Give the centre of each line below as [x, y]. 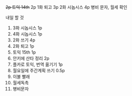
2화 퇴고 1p [23, 46]
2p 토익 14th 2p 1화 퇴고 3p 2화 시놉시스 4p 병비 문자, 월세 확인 [66, 7]
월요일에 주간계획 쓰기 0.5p [39, 70]
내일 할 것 [15, 18]
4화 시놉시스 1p [27, 34]
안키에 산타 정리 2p [31, 58]
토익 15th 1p [24, 52]
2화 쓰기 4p [24, 40]
